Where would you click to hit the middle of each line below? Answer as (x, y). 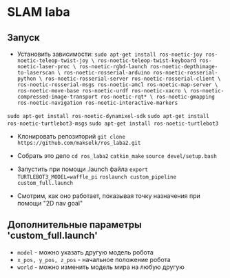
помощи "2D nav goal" (50, 203)
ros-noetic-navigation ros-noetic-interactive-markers (97, 103)
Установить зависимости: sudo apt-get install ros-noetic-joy (110, 54)
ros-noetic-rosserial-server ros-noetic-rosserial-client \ (133, 79)
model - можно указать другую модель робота (85, 252)
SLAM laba (39, 12)
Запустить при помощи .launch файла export (82, 169)
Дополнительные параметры (75, 225)
